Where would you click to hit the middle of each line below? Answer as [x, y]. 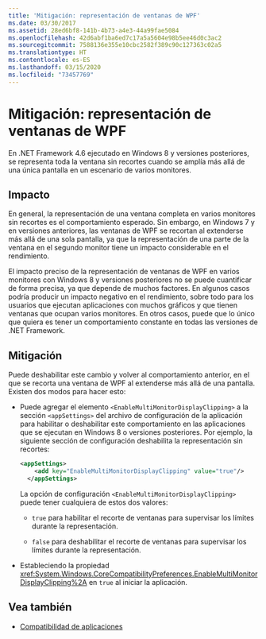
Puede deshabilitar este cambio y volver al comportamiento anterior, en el [129, 375]
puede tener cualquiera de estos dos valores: [94, 502]
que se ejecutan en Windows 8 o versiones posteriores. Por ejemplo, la [136, 432]
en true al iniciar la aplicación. [138, 582]
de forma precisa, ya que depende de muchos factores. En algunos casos [129, 289]
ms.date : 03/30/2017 [42, 23]
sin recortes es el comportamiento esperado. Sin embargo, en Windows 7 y [132, 223]
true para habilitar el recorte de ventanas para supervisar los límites [143, 517]
